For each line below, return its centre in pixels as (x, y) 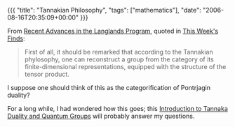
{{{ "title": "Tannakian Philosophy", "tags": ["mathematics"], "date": (104, 10)
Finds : (16, 38)
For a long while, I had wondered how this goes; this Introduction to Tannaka (117, 109)
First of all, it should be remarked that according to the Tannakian (119, 52)
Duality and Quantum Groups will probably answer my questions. (101, 116)
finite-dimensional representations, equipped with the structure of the (125, 67)
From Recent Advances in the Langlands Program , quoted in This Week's (113, 31)
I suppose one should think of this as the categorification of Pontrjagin (109, 88)
